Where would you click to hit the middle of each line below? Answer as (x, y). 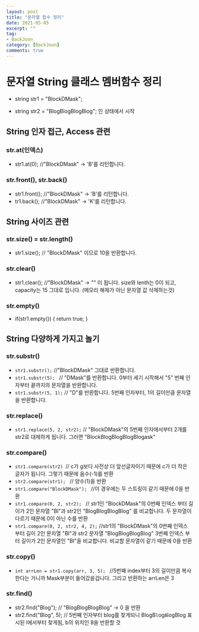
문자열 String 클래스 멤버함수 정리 (84, 82)
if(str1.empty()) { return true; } (51, 318)
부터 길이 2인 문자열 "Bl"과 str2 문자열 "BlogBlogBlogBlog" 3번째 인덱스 (99, 534)
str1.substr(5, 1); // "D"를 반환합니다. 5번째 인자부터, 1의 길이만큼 (95, 392)
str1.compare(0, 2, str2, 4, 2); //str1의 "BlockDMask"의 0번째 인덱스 (101, 526)
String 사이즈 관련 (38, 222)
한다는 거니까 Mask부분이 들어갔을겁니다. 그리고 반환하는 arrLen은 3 (94, 578)
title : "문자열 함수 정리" (35, 17)
